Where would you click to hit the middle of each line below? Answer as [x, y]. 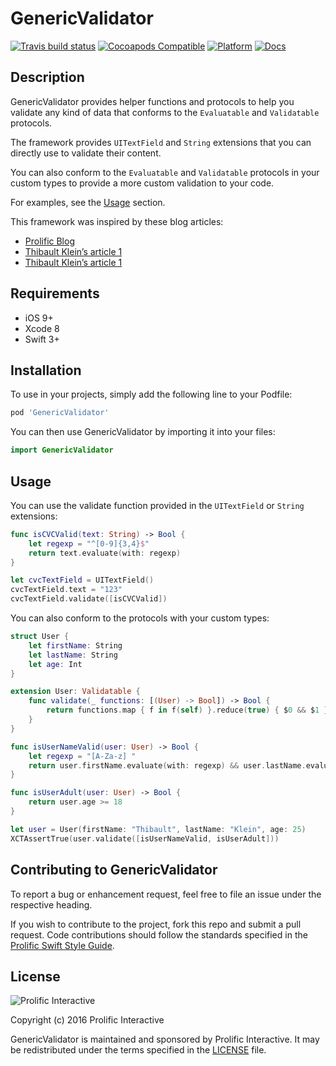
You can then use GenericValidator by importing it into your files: [143, 432]
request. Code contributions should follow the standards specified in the [159, 934]
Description [47, 77]
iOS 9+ [39, 318]
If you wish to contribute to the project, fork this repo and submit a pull [156, 924]
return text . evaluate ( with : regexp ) [105, 553]
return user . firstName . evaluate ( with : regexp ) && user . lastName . [167, 765]
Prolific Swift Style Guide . [62, 945]
